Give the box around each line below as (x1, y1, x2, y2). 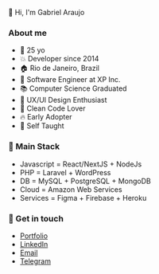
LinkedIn (19, 239, 48, 249)
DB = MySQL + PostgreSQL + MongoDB (19, 176, 151, 186)
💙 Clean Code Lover (19, 104, 86, 113)
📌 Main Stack (8, 141, 60, 152)
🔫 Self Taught (19, 121, 65, 131)
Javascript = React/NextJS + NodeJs (19, 159, 142, 169)
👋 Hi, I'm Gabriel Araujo (8, 8, 85, 17)
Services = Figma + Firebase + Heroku (19, 193, 147, 202)
